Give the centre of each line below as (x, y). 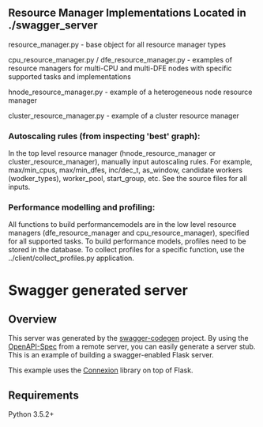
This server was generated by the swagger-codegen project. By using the (128, 338)
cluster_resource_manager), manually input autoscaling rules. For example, (130, 162)
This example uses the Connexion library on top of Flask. (101, 370)
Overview (33, 319)
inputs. (19, 187)
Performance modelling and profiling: (82, 207)
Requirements (43, 395)
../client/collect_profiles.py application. (71, 258)
